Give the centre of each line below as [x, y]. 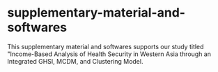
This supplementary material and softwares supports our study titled [106, 46]
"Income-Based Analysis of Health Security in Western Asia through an [109, 54]
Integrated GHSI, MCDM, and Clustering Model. [75, 61]
